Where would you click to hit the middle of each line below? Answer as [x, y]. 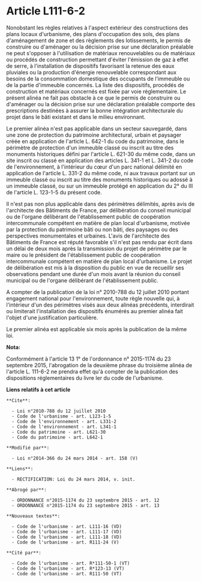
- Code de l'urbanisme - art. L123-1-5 [61, 416]
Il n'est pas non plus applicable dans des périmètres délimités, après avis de [100, 204]
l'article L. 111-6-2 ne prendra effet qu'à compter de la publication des [92, 371]
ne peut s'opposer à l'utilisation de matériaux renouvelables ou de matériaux [101, 53]
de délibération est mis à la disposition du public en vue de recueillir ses [95, 268]
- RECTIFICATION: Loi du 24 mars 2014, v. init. [73, 479]
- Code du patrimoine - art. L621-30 [59, 432]
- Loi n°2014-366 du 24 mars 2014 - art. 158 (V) [75, 458]
